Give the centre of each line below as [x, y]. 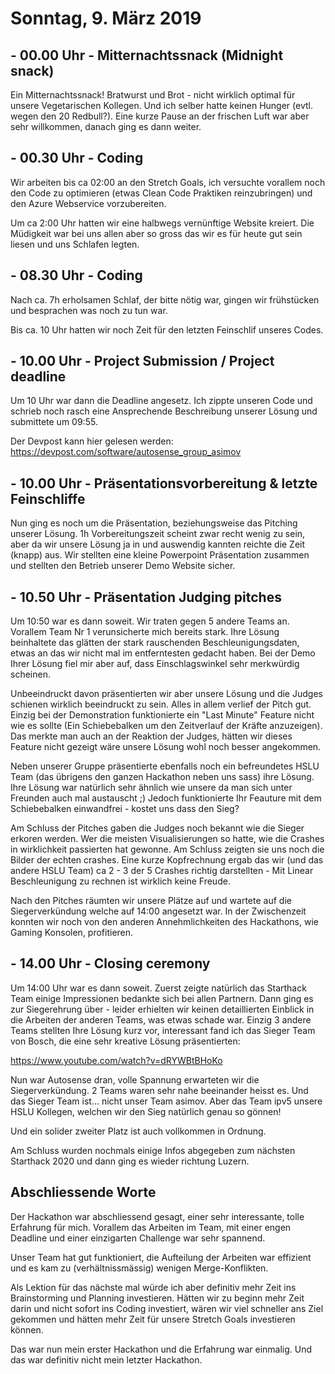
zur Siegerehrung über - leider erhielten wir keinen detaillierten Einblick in [162, 1009]
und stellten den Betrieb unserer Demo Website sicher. [123, 566]
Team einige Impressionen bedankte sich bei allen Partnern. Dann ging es [162, 998]
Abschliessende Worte [83, 1192]
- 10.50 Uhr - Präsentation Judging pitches [146, 597]
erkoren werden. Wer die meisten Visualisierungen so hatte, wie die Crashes [167, 839]
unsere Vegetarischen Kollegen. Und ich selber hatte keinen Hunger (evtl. [161, 105]
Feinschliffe [48, 498]
